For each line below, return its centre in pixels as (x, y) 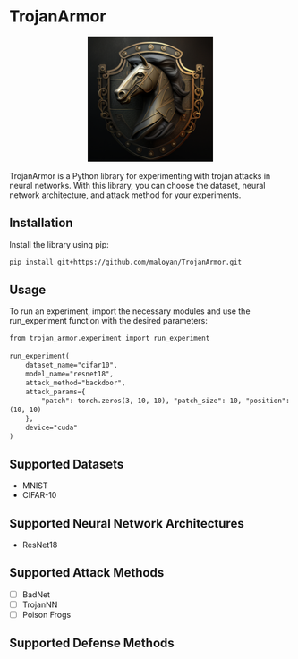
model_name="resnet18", (70, 374)
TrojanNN (40, 604)
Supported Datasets (67, 464)
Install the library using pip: (59, 244)
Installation (41, 223)
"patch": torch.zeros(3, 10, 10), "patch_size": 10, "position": (166, 401)
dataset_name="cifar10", (72, 365)
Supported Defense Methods (92, 643)
